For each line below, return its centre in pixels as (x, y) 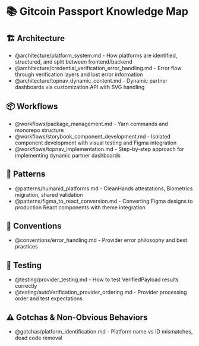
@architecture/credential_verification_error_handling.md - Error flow (98, 68)
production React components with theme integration (80, 207)
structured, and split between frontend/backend (73, 62)
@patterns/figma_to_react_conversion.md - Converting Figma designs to (104, 201)
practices (26, 247)
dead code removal (38, 338)
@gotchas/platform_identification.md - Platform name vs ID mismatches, (104, 332)
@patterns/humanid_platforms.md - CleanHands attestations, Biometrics (104, 188)
